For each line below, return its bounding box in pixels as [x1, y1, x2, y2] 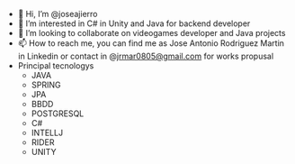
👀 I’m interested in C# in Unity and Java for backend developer [17, 18, 251, 29]
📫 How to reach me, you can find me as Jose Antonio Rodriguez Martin [17, 38, 285, 49]
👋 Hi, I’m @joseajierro [17, 9, 98, 19]
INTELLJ [31, 127, 64, 138]
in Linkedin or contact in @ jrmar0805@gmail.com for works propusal [17, 50, 274, 61]
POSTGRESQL [31, 108, 85, 119]
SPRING [31, 79, 61, 90]
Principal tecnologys [17, 60, 94, 71]
